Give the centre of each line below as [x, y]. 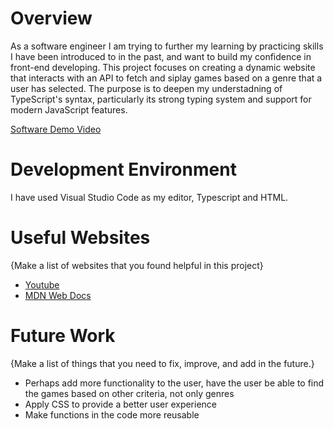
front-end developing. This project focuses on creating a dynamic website [163, 67]
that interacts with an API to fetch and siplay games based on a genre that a [166, 78]
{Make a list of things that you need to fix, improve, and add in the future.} [162, 363]
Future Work [63, 336]
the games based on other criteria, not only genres [129, 393]
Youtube [42, 284]
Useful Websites [80, 238]
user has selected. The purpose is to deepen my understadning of [146, 88]
